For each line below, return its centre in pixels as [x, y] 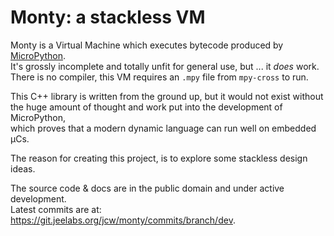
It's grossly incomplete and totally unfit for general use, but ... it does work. [165, 66]
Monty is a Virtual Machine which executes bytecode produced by [147, 45]
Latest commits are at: [56, 209]
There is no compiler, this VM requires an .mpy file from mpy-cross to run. [159, 77]
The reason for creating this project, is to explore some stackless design [159, 158]
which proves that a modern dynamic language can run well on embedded [163, 128]
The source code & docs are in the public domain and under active [147, 188]
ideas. [23, 168]
